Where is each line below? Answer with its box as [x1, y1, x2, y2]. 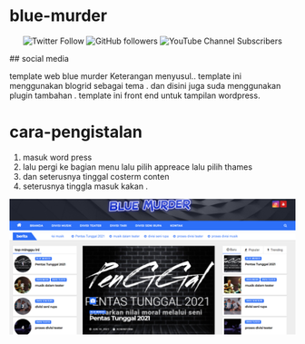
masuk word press [22, 152, 93, 162]
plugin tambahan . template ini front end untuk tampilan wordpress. [9, 90, 261, 101]
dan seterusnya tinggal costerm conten [22, 171, 170, 182]
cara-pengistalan [9, 122, 143, 143]
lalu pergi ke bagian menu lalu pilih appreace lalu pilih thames [22, 161, 252, 172]
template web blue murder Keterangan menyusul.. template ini [9, 70, 242, 82]
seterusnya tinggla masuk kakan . [22, 181, 148, 192]
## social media [9, 53, 70, 64]
